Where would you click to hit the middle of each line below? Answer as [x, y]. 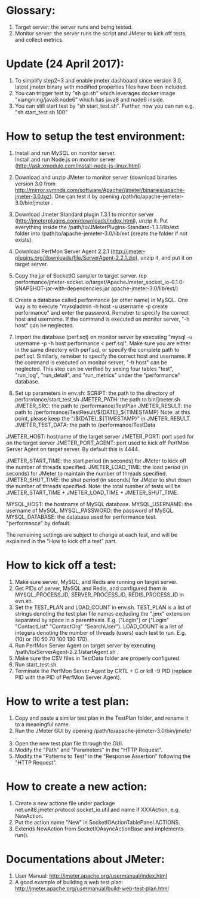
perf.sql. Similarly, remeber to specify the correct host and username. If [103, 356]
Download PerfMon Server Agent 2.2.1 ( [64, 251]
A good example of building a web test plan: [69, 882]
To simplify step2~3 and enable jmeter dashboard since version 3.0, [99, 80]
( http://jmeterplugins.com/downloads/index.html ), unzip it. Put [91, 220]
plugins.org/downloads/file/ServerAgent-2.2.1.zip [75, 257]
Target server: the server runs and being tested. [74, 27]
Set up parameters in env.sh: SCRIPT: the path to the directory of [95, 393]
